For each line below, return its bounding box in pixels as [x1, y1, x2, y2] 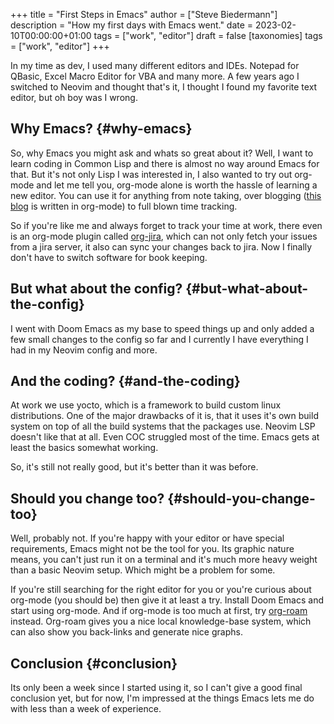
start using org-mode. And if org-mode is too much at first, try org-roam [10, 605, 308, 617]
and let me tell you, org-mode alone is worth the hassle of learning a [36, 179, 318, 191]
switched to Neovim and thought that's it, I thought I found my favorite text [10, 81, 318, 93]
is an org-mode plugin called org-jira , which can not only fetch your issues [10, 230, 318, 242]
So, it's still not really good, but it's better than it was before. [10, 461, 259, 473]
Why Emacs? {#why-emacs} [10, 120, 193, 138]
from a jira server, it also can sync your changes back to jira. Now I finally [10, 240, 313, 253]
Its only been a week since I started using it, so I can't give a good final [10, 682, 303, 694]
